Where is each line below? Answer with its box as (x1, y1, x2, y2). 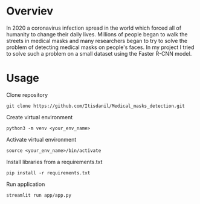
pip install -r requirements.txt (6, 169, 91, 176)
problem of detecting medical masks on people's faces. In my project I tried (6, 44, 195, 51)
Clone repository (6, 91, 48, 98)
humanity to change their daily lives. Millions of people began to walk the (6, 30, 188, 38)
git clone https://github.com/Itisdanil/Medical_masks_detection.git (6, 103, 185, 109)
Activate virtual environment (6, 136, 77, 143)
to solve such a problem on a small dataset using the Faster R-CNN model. (6, 50, 192, 57)
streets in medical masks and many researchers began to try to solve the (6, 37, 188, 44)
